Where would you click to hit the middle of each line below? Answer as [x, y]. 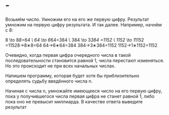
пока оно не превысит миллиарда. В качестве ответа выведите [74, 101]
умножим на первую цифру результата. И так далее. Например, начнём [83, 24]
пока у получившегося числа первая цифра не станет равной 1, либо [80, 96]
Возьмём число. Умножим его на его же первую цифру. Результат [77, 19]
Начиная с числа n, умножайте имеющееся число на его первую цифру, [84, 91]
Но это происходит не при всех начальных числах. [60, 66]
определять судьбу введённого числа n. [49, 81]
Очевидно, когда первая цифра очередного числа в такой [68, 55]
